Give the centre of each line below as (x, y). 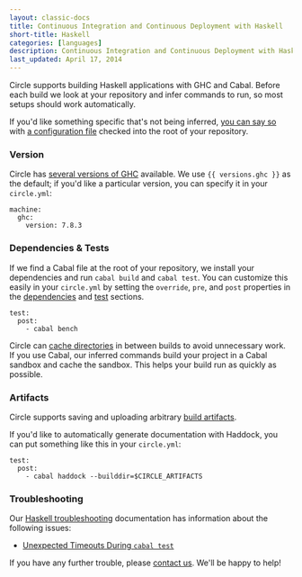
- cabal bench (52, 329)
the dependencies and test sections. (77, 296)
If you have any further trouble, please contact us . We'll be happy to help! (145, 563)
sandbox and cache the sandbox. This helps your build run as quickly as (143, 365)
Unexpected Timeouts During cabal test (98, 545)
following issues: (40, 528)
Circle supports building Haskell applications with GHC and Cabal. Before (145, 85)
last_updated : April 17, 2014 (66, 59)
